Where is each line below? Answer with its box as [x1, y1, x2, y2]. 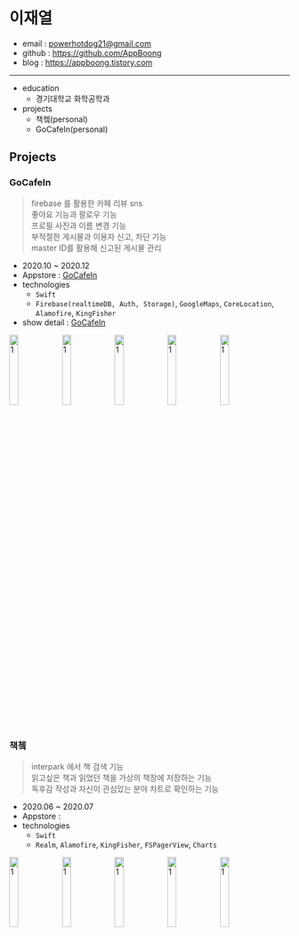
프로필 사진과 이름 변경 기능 [30, 220, 127, 231]
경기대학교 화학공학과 [35, 93, 110, 103]
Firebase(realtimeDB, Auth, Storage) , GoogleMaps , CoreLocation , [35, 297, 274, 308]
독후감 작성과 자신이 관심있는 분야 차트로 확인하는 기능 [30, 783, 220, 794]
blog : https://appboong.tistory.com [21, 57, 153, 68]
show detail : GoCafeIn [21, 317, 106, 328]
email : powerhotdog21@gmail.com [21, 37, 151, 49]
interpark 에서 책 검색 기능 [30, 761, 125, 771]
